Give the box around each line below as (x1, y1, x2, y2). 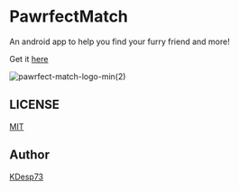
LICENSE (9, 97, 60, 113)
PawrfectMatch (9, 6, 129, 27)
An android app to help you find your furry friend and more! (9, 36, 230, 47)
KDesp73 (9, 171, 43, 182)
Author (9, 147, 50, 163)
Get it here (9, 53, 49, 64)
